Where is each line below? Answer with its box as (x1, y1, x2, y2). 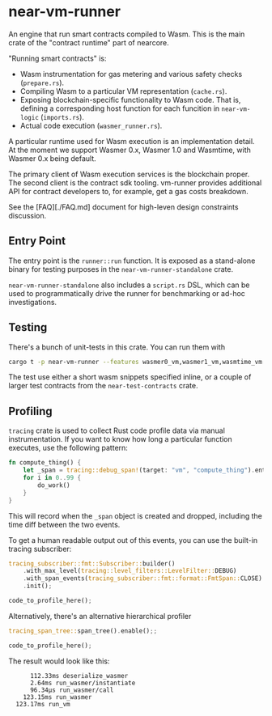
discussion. (8, 210, 47, 220)
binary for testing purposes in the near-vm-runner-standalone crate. (8, 264, 233, 273)
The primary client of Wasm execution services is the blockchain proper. (8, 169, 250, 179)
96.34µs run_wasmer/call (29, 686, 114, 694)
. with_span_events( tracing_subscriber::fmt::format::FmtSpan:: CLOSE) (23, 574, 263, 583)
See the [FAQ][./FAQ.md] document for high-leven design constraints (8, 201, 239, 212)
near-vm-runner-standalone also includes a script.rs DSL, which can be (8, 280, 250, 290)
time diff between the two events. (8, 519, 121, 529)
